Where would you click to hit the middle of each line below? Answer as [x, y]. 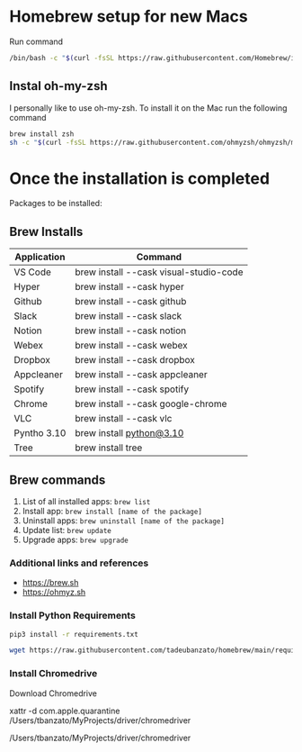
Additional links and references [79, 563]
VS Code [33, 272]
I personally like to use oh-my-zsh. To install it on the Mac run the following [148, 108]
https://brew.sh [50, 583]
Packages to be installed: [56, 204]
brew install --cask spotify [132, 389]
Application [40, 257]
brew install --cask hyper [129, 287]
